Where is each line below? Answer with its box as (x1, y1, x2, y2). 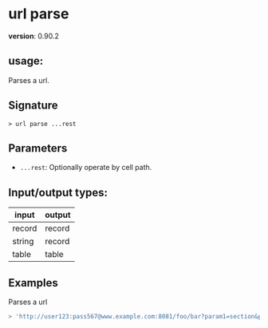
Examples (8, 276, 58, 290)
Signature (8, 99, 58, 113)
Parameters (8, 141, 68, 155)
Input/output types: (8, 185, 108, 200)
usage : (8, 54, 44, 68)
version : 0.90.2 (8, 31, 60, 41)
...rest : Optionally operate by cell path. (19, 163, 152, 172)
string (12, 236, 34, 247)
